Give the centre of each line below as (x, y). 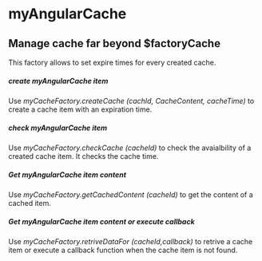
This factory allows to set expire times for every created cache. (112, 62)
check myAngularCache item (58, 128)
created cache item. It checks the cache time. (83, 156)
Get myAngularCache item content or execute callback (102, 221)
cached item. (30, 203)
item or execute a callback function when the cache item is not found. (123, 250)
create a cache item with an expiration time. (80, 109)
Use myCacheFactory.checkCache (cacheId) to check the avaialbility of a (130, 148)
